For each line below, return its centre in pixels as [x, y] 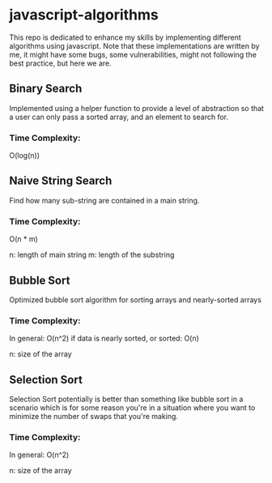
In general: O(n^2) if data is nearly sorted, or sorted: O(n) [104, 339]
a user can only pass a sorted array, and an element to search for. [119, 117]
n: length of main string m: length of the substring [92, 255]
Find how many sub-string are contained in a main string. [104, 200]
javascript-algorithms [84, 15]
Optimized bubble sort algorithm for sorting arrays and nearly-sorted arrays [136, 299]
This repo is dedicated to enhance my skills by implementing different [125, 37]
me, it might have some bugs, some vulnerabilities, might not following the [133, 54]
